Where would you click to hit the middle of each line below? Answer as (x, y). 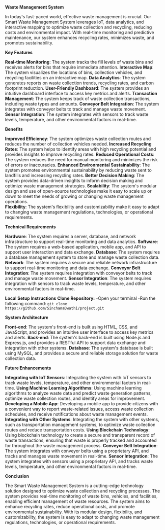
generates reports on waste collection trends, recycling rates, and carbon (79, 83)
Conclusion (17, 476)
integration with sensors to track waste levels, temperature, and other (75, 283)
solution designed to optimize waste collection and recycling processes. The (82, 491)
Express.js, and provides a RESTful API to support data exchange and (75, 343)
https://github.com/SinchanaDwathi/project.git (55, 308)
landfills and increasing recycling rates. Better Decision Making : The (75, 175)
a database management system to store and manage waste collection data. (82, 257)
